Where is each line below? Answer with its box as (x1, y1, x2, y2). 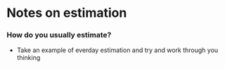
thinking (16, 54, 41, 62)
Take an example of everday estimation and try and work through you (16, 46, 219, 54)
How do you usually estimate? (6, 30, 112, 40)
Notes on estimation (6, 5, 127, 21)
